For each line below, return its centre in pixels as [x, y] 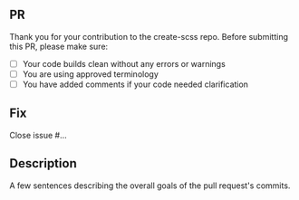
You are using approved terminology [90, 74]
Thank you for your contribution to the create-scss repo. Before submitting [149, 36]
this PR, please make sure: [59, 46]
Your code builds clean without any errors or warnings [124, 63]
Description [43, 163]
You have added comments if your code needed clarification [135, 84]
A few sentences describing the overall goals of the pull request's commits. [150, 186]
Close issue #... [39, 135]
